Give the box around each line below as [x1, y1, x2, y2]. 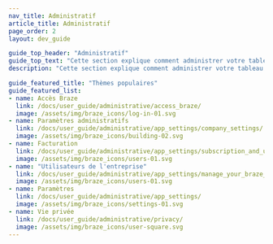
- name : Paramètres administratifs [8, 117, 129, 125]
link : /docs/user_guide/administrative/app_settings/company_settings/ [15, 124, 264, 133]
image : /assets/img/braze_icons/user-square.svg [15, 223, 184, 231]
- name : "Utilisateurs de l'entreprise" [8, 162, 148, 171]
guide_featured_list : [8, 86, 82, 94]
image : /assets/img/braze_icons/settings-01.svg [15, 200, 184, 208]
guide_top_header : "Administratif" [8, 50, 129, 58]
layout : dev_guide [8, 34, 71, 43]
